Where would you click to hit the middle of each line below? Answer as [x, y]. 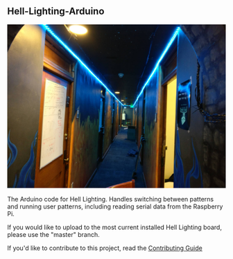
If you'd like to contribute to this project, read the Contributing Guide [105, 248]
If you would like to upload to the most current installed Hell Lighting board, [114, 227]
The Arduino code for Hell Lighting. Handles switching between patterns [110, 199]
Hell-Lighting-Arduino [56, 11]
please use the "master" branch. [53, 234]
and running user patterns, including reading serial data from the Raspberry [115, 206]
